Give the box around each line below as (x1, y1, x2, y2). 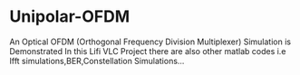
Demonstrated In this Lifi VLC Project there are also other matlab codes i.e (9, 45, 286, 56)
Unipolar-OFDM (9, 6, 130, 27)
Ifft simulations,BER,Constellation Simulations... (9, 55, 185, 66)
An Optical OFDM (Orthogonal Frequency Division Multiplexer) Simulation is (9, 36, 292, 47)
